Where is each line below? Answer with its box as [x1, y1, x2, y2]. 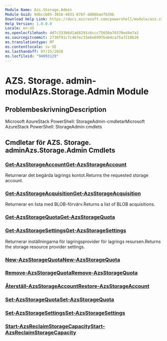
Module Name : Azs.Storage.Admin [5, 7, 72, 12]
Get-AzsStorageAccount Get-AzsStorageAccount [5, 161, 127, 168]
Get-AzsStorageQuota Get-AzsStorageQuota [5, 214, 115, 221]
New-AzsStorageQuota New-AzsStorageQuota [5, 256, 120, 263]
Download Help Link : [5, 16, 48, 21]
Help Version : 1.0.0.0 [5, 21, 52, 26]
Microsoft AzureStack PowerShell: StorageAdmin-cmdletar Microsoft [5, 118, 145, 124]
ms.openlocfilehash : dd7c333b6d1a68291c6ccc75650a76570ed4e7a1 [5, 30, 139, 35]
